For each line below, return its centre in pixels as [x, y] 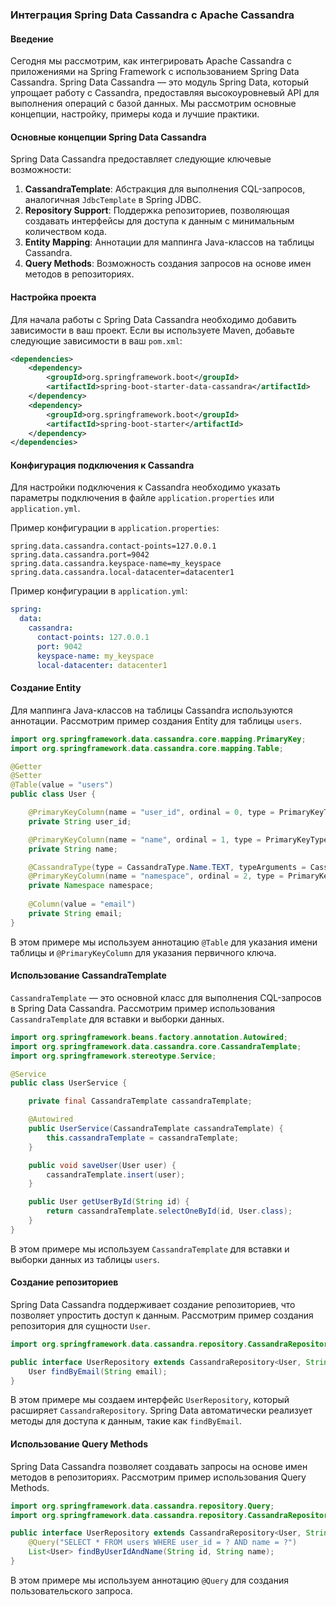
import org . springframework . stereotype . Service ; [113, 1056]
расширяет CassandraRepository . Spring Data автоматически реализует [161, 1410]
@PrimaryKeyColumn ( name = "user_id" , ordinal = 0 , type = [151, 813]
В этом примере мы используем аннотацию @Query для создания [149, 1580]
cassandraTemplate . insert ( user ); [116, 1174]
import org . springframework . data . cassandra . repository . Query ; [142, 1506]
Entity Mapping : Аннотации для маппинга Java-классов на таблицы [169, 242]
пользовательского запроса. [71, 1590]
